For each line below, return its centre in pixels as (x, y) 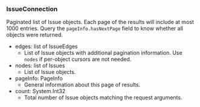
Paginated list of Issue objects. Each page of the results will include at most (100, 22)
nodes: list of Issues (40, 66)
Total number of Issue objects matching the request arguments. (103, 97)
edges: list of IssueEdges (46, 46)
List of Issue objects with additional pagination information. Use (103, 53)
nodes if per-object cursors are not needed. (78, 60)
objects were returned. (35, 35)
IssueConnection (32, 9)
